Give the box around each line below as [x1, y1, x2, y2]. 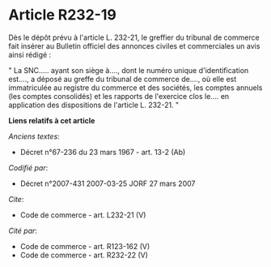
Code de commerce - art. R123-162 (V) [19, 241, 150, 251]
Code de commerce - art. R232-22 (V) [19, 250, 148, 260]
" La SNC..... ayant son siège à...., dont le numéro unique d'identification [8, 65, 249, 75]
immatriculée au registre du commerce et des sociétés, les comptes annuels [8, 83, 263, 93]
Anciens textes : [8, 131, 61, 141]
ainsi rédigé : [8, 50, 52, 59]
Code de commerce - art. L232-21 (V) [19, 209, 146, 220]
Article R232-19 [8, 6, 117, 24]
